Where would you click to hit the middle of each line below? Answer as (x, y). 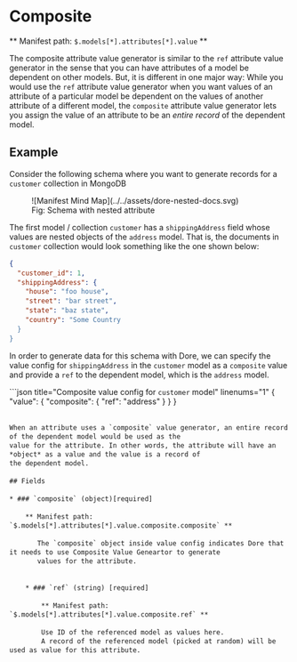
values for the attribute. (87, 561)
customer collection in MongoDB (68, 183)
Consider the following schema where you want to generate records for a (143, 174)
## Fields (28, 481)
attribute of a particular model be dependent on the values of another (136, 96)
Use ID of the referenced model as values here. (133, 632)
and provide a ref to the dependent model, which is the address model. (139, 375)
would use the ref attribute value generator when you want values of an (141, 86)
